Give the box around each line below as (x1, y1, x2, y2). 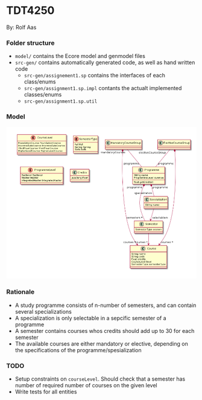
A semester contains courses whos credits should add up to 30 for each (14, 327, 195, 334)
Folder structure (6, 39, 55, 47)
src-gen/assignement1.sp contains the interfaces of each (24, 72, 166, 79)
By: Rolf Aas (6, 24, 37, 31)
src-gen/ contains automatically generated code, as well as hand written (14, 59, 195, 66)
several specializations (14, 308, 72, 315)
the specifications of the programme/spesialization (14, 346, 142, 353)
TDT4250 (6, 4, 55, 18)
